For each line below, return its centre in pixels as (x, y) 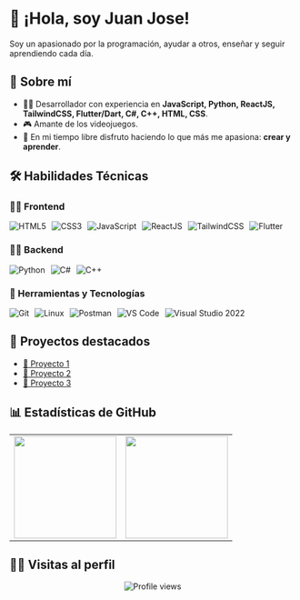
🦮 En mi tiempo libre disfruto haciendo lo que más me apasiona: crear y (156, 136)
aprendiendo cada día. (51, 53)
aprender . (42, 146)
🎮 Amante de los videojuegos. (80, 124)
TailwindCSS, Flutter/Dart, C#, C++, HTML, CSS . (115, 114)
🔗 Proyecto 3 (47, 383)
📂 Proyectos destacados (80, 341)
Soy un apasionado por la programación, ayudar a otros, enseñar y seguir (147, 44)
